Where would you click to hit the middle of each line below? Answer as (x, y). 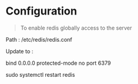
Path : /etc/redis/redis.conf (39, 39)
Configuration (42, 11)
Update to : (20, 51)
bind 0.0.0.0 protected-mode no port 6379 (58, 63)
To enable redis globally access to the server (76, 28)
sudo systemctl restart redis (40, 74)
